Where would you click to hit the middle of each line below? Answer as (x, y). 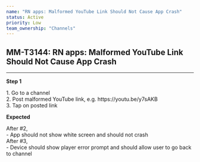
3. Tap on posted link (32, 106)
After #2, (17, 129)
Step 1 (14, 81)
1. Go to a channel (28, 93)
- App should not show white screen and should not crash (77, 135)
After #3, (17, 141)
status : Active (25, 17)
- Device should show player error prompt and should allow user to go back (99, 147)
